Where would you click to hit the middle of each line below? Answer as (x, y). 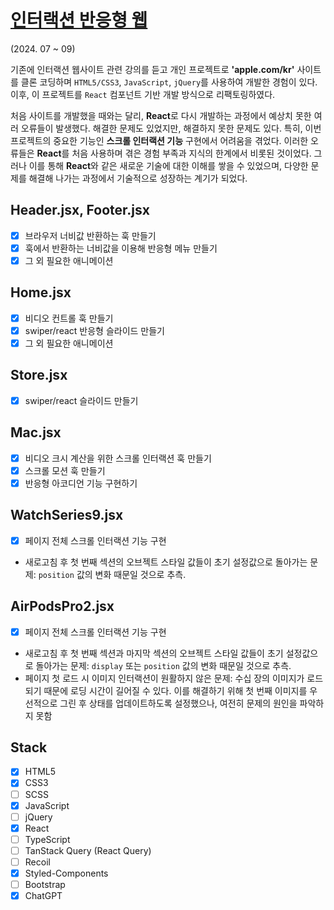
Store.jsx (39, 375)
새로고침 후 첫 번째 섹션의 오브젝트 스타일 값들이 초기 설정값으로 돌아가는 (166, 562)
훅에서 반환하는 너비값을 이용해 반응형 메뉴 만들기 (121, 248)
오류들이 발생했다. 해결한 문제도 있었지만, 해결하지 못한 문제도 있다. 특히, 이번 (171, 128)
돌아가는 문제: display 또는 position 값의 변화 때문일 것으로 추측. (163, 665)
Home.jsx (41, 292)
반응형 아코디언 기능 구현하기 (81, 483)
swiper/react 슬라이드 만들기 (81, 400)
